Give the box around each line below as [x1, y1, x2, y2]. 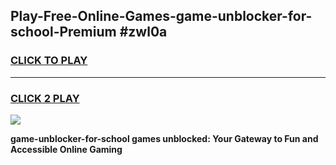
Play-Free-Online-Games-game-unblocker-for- [10, 8, 313, 25]
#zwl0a [119, 24, 168, 41]
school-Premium [10, 24, 117, 41]
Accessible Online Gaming [10, 143, 123, 155]
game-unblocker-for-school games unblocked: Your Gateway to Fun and [10, 132, 319, 144]
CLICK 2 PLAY [10, 91, 80, 105]
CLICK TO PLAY [10, 54, 88, 68]
